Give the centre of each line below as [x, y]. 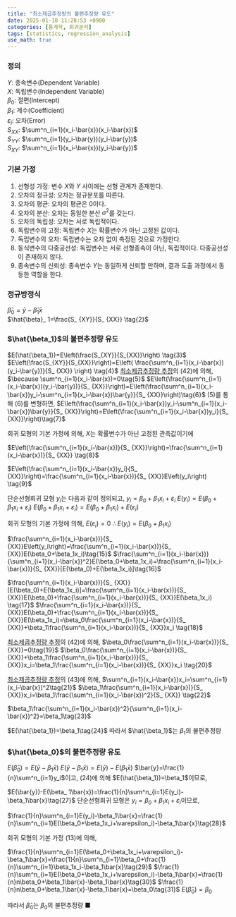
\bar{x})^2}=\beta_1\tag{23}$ [49, 716]
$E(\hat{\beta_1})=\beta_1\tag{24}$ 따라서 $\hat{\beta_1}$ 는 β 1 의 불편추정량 [114, 731]
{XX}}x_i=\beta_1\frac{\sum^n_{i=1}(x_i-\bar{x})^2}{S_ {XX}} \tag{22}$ [109, 695]
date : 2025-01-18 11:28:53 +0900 [56, 20]
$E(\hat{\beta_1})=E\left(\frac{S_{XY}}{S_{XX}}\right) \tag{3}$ [97, 355]
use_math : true [30, 40]
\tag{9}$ [20, 483]
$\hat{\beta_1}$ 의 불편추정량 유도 [63, 339]
